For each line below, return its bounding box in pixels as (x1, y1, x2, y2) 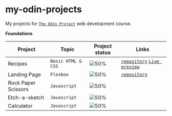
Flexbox (50, 72, 69, 77)
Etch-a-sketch (8, 94, 45, 101)
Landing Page (8, 71, 41, 78)
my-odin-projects (5, 4, 82, 15)
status (95, 49, 111, 56)
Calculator (8, 102, 33, 109)
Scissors (8, 85, 29, 92)
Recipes (8, 60, 27, 67)
